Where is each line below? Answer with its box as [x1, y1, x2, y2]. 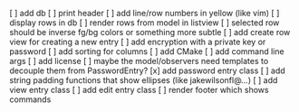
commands [9, 94, 52, 105]
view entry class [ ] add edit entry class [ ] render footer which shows [9, 85, 269, 95]
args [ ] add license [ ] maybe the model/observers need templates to [9, 56, 269, 66]
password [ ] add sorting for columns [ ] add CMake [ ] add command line [9, 46, 285, 57]
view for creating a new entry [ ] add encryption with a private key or [9, 36, 266, 47]
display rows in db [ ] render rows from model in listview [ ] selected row [9, 17, 280, 28]
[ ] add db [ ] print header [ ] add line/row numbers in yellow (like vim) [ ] [9, 8, 280, 18]
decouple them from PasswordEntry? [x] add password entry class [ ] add [9, 65, 285, 76]
